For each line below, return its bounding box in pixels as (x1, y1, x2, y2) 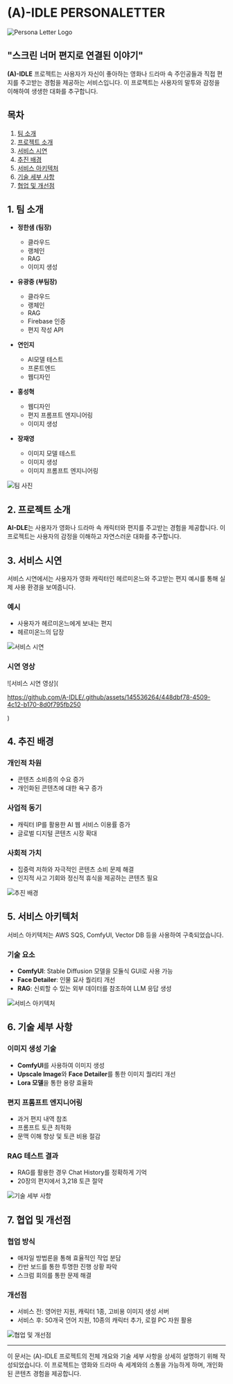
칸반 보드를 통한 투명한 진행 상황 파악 (17, 1262, 118, 1271)
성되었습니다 (7, 1361, 42, 1369)
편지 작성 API (27, 325, 64, 335)
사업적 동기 (7, 803, 42, 813)
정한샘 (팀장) (17, 223, 52, 232)
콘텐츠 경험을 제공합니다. (14, 1369, 82, 1378)
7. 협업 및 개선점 (7, 1214, 71, 1225)
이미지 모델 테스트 (27, 449, 76, 458)
